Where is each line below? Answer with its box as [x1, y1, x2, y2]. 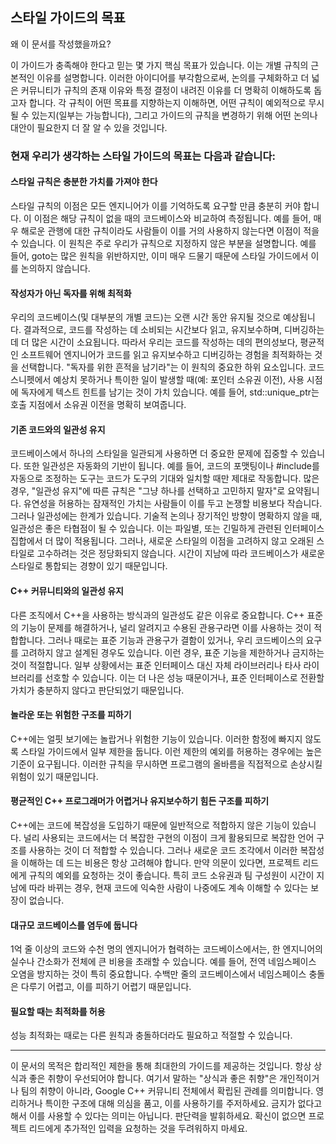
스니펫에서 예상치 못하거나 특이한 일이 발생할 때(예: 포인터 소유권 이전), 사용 [10, 374, 305, 386]
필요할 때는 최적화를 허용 [10, 1005, 106, 1017]
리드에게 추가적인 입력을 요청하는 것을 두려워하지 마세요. [28, 1123, 248, 1135]
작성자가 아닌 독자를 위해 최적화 [10, 287, 132, 299]
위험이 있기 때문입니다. [10, 770, 99, 782]
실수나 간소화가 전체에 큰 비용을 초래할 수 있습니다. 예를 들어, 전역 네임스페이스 [10, 956, 317, 968]
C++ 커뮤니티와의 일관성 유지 [10, 584, 124, 597]
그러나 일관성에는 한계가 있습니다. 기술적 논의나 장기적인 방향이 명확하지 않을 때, [10, 510, 323, 522]
